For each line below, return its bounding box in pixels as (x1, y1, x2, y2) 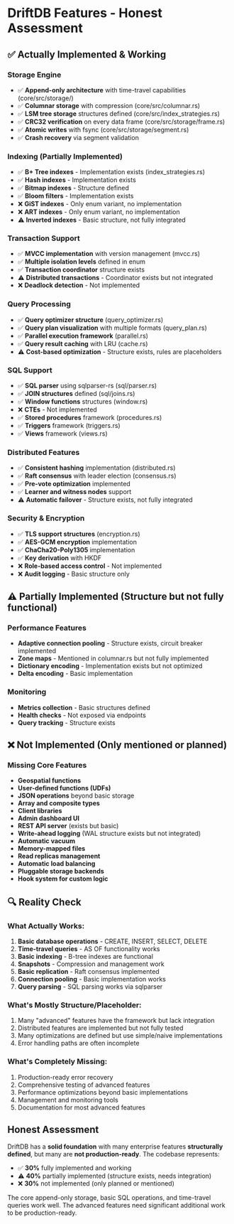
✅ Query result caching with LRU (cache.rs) (17, 339, 148, 348)
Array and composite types (17, 799, 101, 807)
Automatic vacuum (17, 837, 76, 845)
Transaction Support (7, 233, 80, 243)
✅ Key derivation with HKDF (17, 553, 102, 562)
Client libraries (17, 807, 62, 815)
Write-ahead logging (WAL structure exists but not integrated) (17, 830, 201, 838)
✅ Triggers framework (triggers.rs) (17, 422, 121, 430)
